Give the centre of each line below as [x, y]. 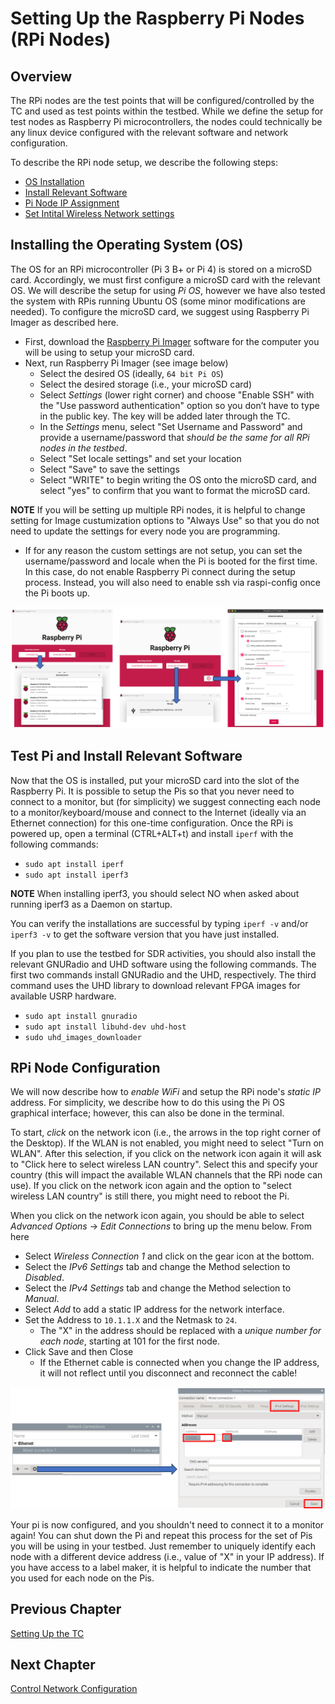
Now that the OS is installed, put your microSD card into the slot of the [155, 780]
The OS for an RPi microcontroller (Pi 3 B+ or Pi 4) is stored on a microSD [161, 269]
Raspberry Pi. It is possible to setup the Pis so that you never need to [152, 791]
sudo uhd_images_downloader [83, 1037]
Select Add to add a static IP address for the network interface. [154, 1309]
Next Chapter [53, 1664]
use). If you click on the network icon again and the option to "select [151, 1186]
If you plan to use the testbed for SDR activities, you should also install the [163, 953]
